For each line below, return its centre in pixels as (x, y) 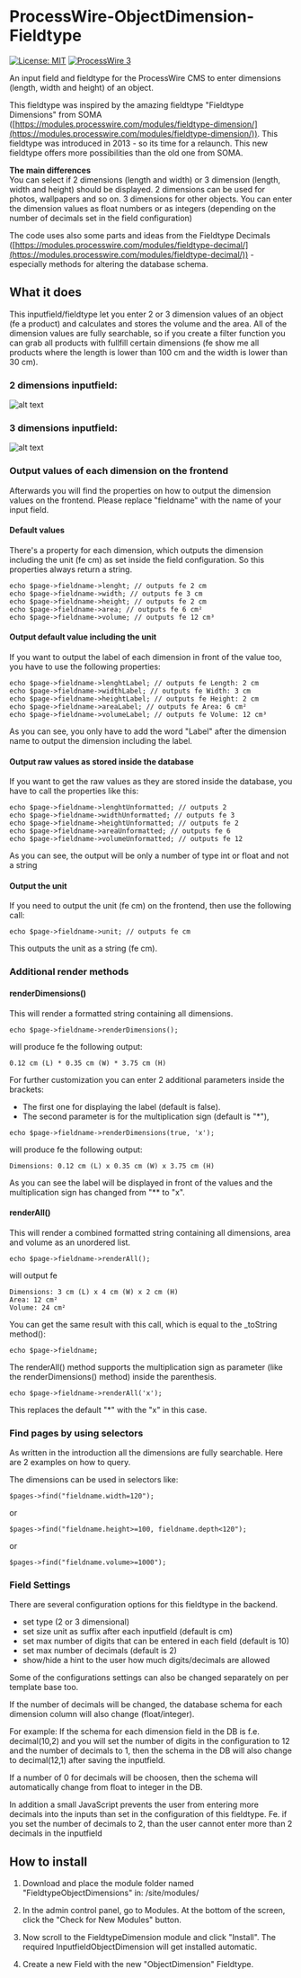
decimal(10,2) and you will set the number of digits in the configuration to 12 (150, 1741)
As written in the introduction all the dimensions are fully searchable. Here (146, 1453)
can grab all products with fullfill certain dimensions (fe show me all (134, 343)
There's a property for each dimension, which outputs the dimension (136, 550)
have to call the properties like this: (74, 791)
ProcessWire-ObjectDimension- (132, 17)
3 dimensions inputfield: (64, 427)
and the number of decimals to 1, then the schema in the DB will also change (150, 1750)
